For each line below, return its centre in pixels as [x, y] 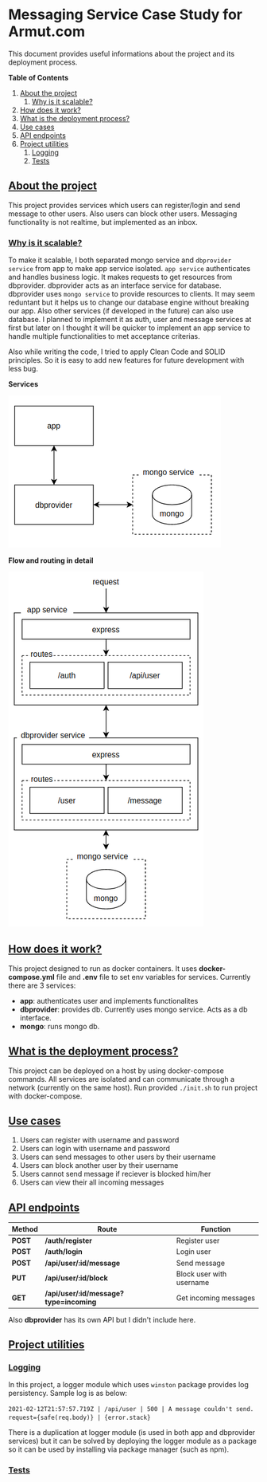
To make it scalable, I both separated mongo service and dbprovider [120, 260]
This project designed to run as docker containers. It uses [103, 968]
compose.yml [31, 977]
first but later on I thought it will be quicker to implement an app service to [129, 328]
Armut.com [47, 31]
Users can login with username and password [95, 1149]
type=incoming [71, 1302]
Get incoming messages [216, 1298]
